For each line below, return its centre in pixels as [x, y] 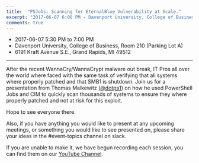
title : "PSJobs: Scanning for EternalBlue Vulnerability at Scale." [94, 12]
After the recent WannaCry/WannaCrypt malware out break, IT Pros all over [98, 69]
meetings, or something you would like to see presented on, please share [95, 130]
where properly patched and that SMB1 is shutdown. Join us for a [86, 82]
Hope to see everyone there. [41, 112]
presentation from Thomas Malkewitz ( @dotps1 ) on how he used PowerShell [99, 88]
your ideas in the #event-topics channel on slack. [66, 136]
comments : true [25, 23]
